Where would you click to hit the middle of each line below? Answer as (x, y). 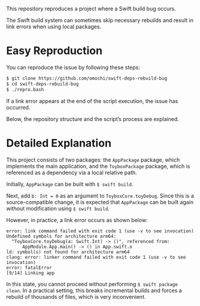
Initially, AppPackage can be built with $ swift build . (70, 184)
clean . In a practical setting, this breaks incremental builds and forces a (94, 290)
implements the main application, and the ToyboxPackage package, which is (98, 166)
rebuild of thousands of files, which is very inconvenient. (76, 296)
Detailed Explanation (59, 143)
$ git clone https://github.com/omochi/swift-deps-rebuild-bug (87, 78)
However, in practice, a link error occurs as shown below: (77, 220)
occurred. (18, 107)
